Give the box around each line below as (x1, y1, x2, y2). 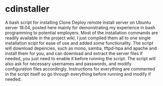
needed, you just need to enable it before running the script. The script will (5, 55, 156, 61)
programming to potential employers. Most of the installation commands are (5, 30, 158, 35)
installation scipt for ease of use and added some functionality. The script (5, 40, 154, 46)
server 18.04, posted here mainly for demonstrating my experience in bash (5, 24, 156, 30)
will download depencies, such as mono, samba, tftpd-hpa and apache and (5, 45, 157, 51)
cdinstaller (5, 3, 50, 15)
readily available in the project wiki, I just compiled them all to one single (5, 35, 151, 41)
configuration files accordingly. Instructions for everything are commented (5, 66, 155, 71)
